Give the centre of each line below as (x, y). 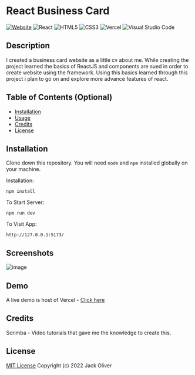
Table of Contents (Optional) (59, 98)
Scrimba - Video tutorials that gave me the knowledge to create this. (89, 333)
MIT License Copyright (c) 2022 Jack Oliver (59, 365)
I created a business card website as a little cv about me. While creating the (97, 60)
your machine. (23, 169)
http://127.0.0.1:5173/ (35, 235)
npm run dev (21, 213)
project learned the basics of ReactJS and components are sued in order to (97, 66)
